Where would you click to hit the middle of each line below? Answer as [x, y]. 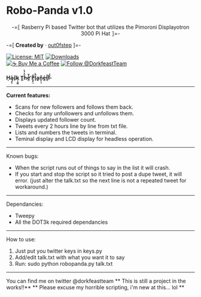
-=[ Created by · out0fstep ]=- [44, 45]
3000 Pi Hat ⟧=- [100, 33]
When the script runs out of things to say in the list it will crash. [92, 167]
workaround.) [32, 187]
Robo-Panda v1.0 [50, 10]
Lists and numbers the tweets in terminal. [66, 132]
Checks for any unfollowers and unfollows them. [74, 113]
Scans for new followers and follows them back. [74, 107]
